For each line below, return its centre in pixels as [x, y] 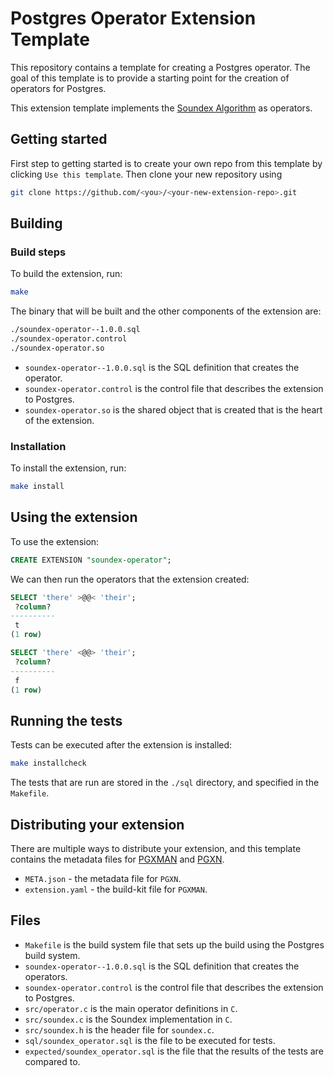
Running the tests [66, 720]
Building [36, 223]
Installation [38, 446]
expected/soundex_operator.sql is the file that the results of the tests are [174, 1051]
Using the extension [74, 517]
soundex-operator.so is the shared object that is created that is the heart [173, 409]
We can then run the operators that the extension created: [130, 579]
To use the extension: [55, 541]
